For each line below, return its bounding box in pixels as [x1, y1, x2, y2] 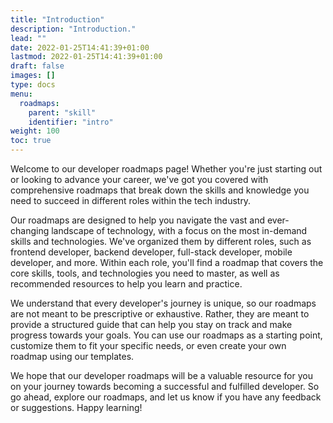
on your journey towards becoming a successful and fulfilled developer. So [10, 381, 320, 392]
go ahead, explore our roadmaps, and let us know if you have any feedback [10, 391, 322, 403]
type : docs [10, 80, 56, 90]
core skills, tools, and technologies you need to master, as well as [10, 267, 280, 279]
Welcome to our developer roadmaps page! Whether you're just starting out [10, 163, 323, 175]
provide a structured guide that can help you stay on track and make [10, 319, 293, 330]
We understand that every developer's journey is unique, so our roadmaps [10, 297, 317, 309]
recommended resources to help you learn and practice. [10, 278, 243, 290]
